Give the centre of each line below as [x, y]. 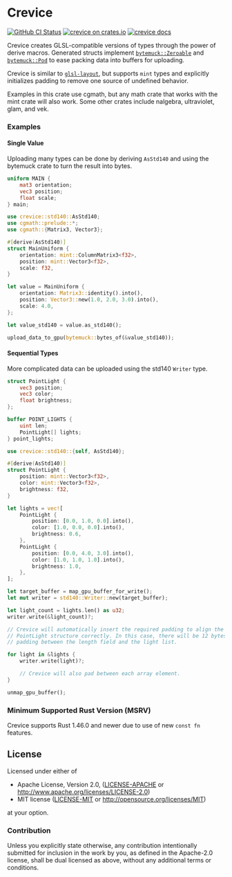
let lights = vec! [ [35, 508]
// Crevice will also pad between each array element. [100, 674]
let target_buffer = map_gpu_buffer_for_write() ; [80, 592]
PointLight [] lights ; [50, 432]
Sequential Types [33, 353]
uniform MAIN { [29, 179]
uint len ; [34, 426]
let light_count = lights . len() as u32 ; [66, 610]
